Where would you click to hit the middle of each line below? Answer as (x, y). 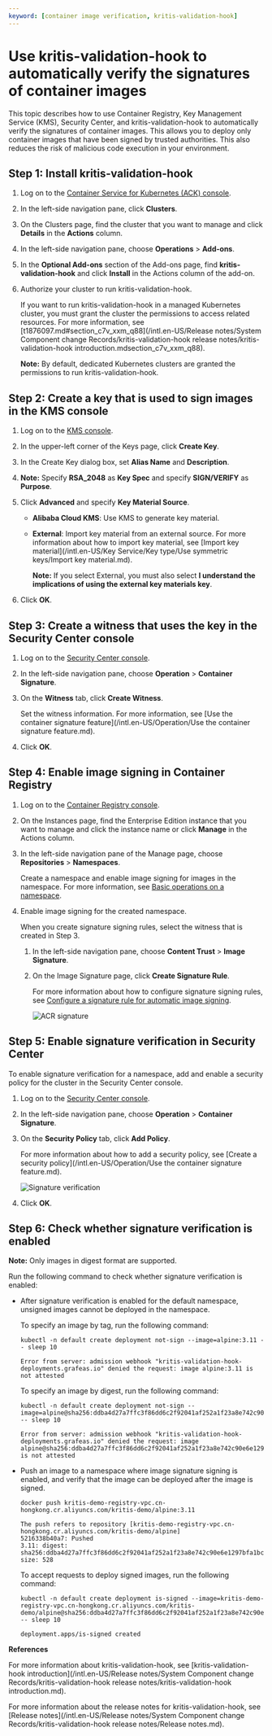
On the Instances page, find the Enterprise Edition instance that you (133, 820)
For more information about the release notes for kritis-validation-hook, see (135, 1707)
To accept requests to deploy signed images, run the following (125, 1575)
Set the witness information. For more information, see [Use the (126, 714)
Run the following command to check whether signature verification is (125, 1277)
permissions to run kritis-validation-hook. (89, 373)
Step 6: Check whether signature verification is (131, 1229)
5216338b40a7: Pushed (56, 1539)
